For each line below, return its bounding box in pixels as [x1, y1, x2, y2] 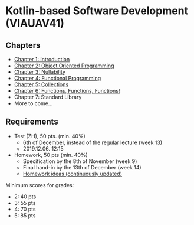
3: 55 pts [14, 199, 36, 206]
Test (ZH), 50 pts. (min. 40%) [14, 132, 86, 139]
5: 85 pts [14, 211, 36, 219]
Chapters [5, 40, 41, 50]
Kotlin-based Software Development [5, 4, 189, 18]
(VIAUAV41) [5, 17, 64, 30]
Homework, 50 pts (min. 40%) [14, 151, 88, 158]
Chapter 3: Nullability [14, 69, 66, 75]
